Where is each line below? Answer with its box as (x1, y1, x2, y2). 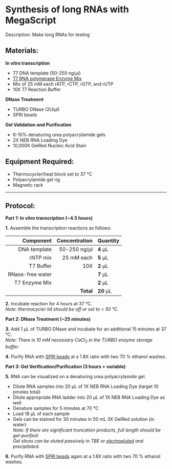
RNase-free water (8, 271, 52, 278)
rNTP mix (29, 254, 52, 261)
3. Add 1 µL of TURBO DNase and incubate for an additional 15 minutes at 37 (5, 326, 166, 332)
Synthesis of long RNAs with (5, 4, 129, 15)
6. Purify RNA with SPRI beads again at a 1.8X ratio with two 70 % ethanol (5, 453, 161, 460)
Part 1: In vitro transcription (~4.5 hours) (5, 215, 93, 221)
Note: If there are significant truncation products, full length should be (12, 427, 161, 433)
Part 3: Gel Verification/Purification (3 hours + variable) (5, 363, 126, 370)
